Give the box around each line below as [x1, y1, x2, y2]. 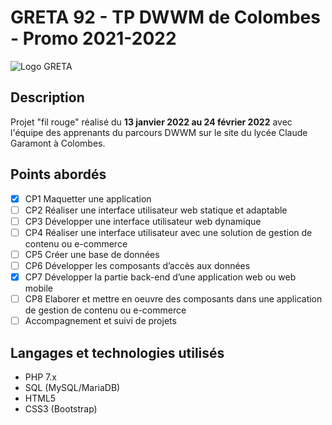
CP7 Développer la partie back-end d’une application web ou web [24, 271, 297, 283]
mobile [24, 282, 53, 294]
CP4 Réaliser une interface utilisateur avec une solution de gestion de [24, 226, 313, 238]
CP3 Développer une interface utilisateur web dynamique [24, 215, 262, 227]
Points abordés [10, 166, 107, 183]
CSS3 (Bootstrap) [24, 402, 98, 415]
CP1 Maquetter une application [24, 192, 152, 205]
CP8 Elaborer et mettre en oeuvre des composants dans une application [24, 293, 323, 305]
